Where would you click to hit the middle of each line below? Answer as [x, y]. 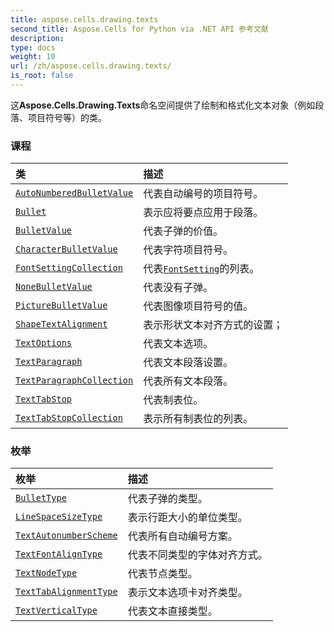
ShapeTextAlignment [61, 324]
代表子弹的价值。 [183, 231]
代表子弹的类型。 [167, 499]
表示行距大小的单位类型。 [187, 518]
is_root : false [42, 76]
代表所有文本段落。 [188, 381]
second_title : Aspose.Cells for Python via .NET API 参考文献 [139, 29]
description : [37, 38]
